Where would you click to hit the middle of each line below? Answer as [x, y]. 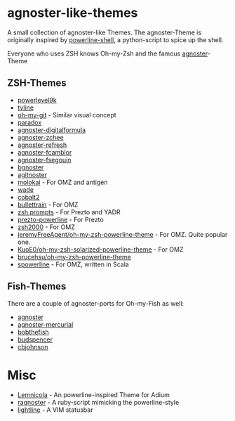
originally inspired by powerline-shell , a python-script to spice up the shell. [115, 39]
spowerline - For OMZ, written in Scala [73, 264]
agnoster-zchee [41, 137]
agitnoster [32, 174]
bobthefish [33, 332]
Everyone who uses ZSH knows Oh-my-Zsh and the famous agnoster [108, 53]
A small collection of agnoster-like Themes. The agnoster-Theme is [105, 32]
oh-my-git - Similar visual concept [67, 115]
